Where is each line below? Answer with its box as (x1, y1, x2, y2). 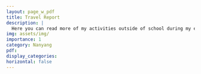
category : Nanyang (6, 42, 52, 48)
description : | (6, 20, 44, 26)
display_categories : (6, 53, 58, 59)
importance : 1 (6, 36, 42, 42)
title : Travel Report (6, 14, 60, 20)
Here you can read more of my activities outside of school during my (11, 25, 191, 32)
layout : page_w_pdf (6, 8, 55, 15)
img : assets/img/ (6, 31, 50, 37)
